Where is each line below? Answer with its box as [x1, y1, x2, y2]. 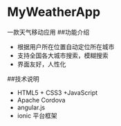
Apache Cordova [17, 96, 66, 104]
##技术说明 [7, 74, 39, 83]
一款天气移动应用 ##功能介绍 [7, 28, 90, 36]
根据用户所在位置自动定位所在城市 [17, 42, 115, 51]
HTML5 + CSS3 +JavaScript [17, 88, 98, 97]
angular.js [17, 103, 46, 111]
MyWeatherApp [7, 4, 101, 20]
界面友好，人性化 [17, 60, 66, 68]
